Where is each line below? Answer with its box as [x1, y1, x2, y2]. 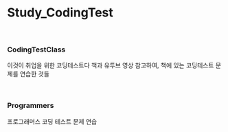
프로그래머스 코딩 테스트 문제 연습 [7, 117, 98, 125]
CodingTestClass [7, 45, 66, 54]
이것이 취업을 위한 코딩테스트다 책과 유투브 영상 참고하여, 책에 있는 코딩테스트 [7, 61, 214, 69]
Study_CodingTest [7, 5, 113, 21]
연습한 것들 [19, 70, 50, 78]
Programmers [7, 101, 54, 111]
